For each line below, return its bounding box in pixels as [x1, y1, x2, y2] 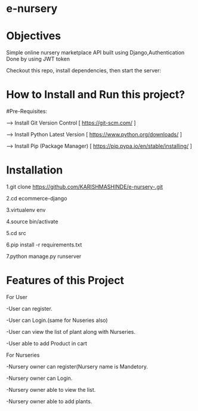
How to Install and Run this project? [6, 88, 185, 102]
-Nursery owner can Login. [6, 375, 73, 382]
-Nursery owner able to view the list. [6, 386, 96, 393]
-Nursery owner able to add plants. [6, 397, 92, 405]
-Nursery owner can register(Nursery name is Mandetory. [6, 363, 148, 370]
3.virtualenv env [6, 206, 46, 214]
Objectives [6, 29, 61, 43]
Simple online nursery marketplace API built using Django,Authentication [6, 49, 185, 56]
